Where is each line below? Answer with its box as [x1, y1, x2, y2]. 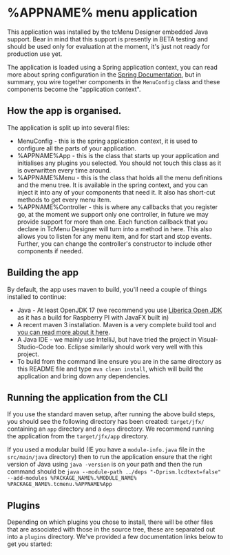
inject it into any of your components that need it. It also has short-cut [17, 188, 216, 196]
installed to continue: [7, 292, 67, 301]
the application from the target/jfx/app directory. [7, 432, 149, 440]
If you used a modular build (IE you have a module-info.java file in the [7, 445, 205, 454]
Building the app [7, 267, 79, 279]
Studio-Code [17, 342, 54, 351]
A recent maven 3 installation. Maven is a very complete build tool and [17, 320, 217, 329]
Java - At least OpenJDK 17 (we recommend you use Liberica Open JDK [17, 306, 222, 314]
